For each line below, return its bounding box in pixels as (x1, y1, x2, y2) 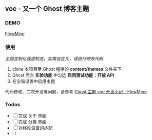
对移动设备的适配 (18, 125, 53, 131)
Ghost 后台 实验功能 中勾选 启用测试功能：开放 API (12, 72, 114, 78)
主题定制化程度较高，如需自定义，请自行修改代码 (5, 56, 103, 61)
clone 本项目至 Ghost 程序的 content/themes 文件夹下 (12, 66, 122, 72)
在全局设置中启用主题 (12, 78, 55, 84)
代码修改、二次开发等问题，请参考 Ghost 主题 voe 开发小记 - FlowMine (5, 88, 147, 94)
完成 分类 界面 (18, 119, 47, 125)
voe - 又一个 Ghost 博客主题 (5, 4, 89, 13)
